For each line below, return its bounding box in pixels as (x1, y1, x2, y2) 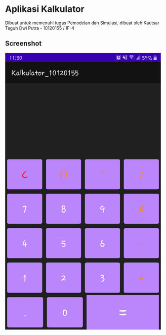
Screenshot (5, 40, 42, 48)
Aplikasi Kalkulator (5, 3, 85, 15)
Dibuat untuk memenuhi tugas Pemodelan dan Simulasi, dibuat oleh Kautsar (5, 20, 160, 26)
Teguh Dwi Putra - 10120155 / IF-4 (5, 25, 75, 31)
